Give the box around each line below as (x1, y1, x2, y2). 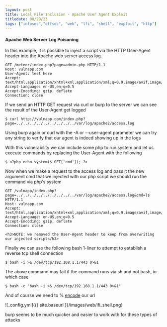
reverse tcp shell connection (5, 250, 64, 256)
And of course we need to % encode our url (5, 292, 95, 299)
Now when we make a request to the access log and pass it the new (5, 168, 145, 174)
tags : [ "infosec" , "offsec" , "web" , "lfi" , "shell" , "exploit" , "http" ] (5, 21, 157, 26)
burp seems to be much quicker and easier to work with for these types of (5, 312, 158, 318)
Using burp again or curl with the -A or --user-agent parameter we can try (5, 130, 157, 136)
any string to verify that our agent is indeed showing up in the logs (5, 135, 141, 141)
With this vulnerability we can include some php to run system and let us (5, 145, 154, 151)
